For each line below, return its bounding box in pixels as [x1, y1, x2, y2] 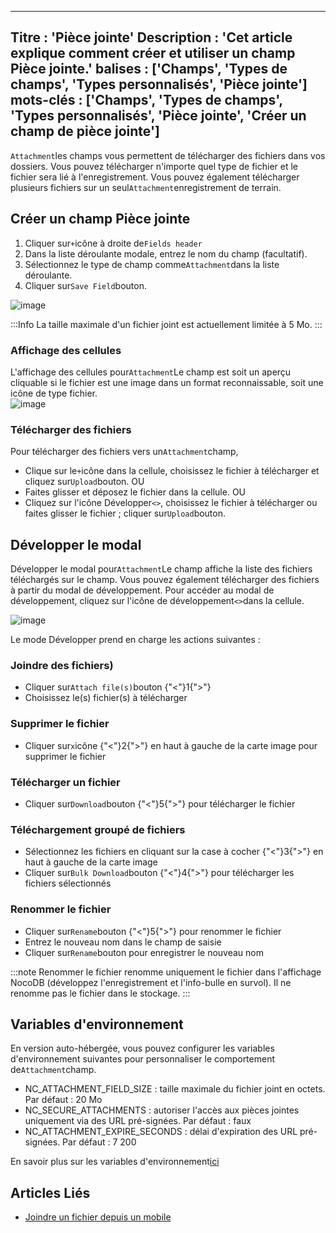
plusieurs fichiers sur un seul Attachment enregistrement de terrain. [10, 181, 282, 193]
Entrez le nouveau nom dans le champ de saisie [24, 936, 222, 948]
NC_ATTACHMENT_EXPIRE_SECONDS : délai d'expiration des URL [24, 1126, 298, 1138]
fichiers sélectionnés [24, 877, 112, 890]
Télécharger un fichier [10, 775, 121, 789]
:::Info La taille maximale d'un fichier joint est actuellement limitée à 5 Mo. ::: [10, 318, 323, 330]
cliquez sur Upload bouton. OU [24, 476, 145, 488]
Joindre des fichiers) [10, 658, 114, 672]
